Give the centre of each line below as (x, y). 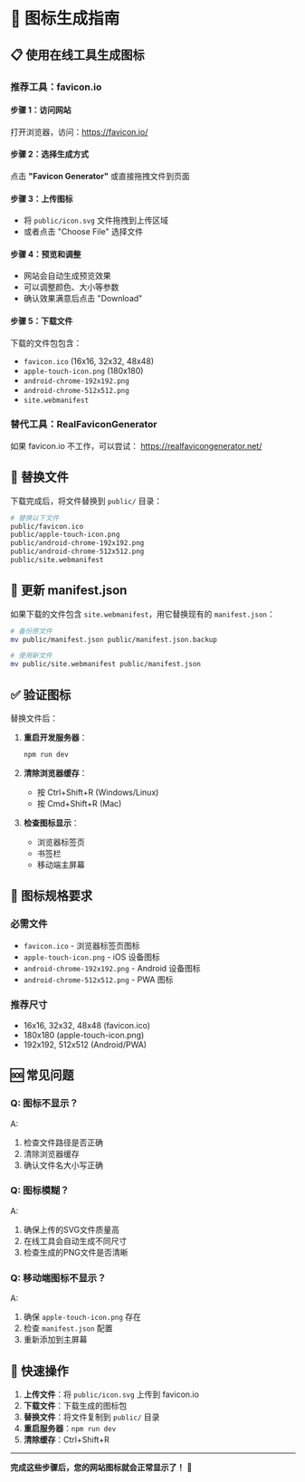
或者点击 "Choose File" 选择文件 (83, 232)
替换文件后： (34, 718)
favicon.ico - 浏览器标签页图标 (81, 945)
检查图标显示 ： (51, 822)
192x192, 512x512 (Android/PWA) (85, 1044)
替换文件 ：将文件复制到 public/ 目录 (91, 1417)
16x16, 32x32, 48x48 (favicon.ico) (87, 1025)
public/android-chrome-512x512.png (77, 552)
